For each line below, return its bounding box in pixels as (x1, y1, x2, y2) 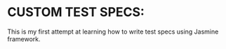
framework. (7, 34, 41, 43)
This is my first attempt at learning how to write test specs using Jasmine (7, 27, 219, 36)
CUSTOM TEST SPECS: (7, 4, 145, 20)
